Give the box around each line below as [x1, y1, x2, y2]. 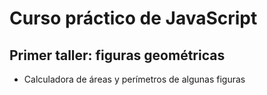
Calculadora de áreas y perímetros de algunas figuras [23, 73, 246, 85]
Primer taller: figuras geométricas [9, 47, 226, 64]
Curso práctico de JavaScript [9, 7, 258, 30]
